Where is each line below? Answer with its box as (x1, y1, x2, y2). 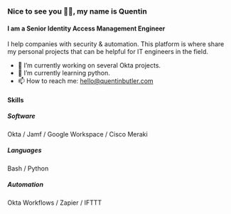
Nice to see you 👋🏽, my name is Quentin (7, 6, 147, 16)
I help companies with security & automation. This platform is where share (7, 40, 225, 48)
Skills (7, 95, 24, 104)
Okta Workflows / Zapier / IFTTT (7, 198, 102, 207)
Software (7, 112, 36, 120)
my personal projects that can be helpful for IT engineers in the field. (7, 48, 208, 56)
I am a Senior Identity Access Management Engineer (7, 24, 166, 33)
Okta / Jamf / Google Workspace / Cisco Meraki (7, 129, 148, 138)
